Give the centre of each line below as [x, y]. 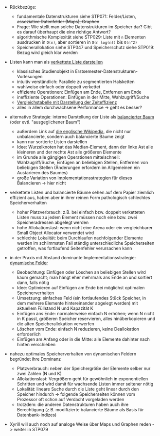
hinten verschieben [36, 344]
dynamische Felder [29, 263]
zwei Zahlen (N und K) [39, 374]
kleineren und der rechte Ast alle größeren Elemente [69, 152]
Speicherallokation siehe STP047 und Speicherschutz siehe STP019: [86, 47]
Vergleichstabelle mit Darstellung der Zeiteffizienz [67, 102]
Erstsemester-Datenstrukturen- [106, 71]
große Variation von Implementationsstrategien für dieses [74, 178]
